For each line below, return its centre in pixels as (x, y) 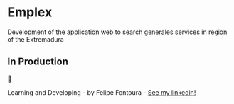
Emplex (30, 12)
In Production (38, 62)
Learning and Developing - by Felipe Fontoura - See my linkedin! (102, 92)
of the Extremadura (36, 39)
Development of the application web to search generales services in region (117, 32)
